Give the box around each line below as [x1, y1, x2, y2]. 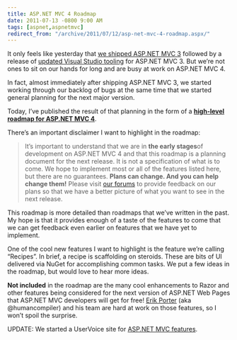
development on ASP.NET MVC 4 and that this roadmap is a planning [24, 149, 226, 158]
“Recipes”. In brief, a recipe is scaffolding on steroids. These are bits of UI [7, 252, 223, 261]
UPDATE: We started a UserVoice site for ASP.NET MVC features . [7, 325, 198, 334]
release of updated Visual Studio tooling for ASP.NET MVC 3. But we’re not [7, 57, 225, 66]
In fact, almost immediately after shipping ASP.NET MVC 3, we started [7, 79, 212, 87]
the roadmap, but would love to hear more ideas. [7, 267, 149, 276]
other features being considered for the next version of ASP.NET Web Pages [7, 288, 231, 297]
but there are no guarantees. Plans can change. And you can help [24, 172, 219, 181]
